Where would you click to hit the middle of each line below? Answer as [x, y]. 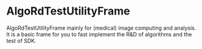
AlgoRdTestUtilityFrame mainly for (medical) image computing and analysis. [101, 28]
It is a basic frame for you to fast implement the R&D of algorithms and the [99, 34]
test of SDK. [21, 41]
